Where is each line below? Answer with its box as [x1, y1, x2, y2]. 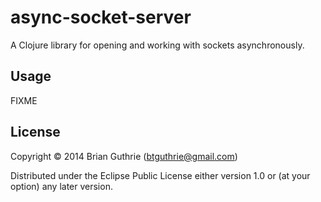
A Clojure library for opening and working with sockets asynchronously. [10, 39, 305, 51]
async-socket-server [10, 6, 192, 29]
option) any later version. [10, 180, 113, 192]
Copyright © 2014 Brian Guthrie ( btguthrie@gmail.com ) [10, 150, 238, 162]
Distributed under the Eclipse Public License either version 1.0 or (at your [10, 169, 311, 181]
